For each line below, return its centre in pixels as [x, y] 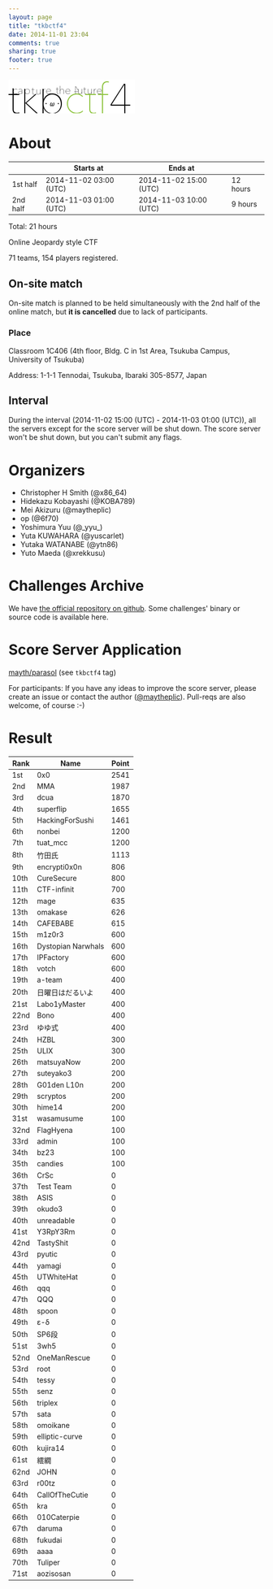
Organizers [47, 470]
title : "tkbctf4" [38, 26]
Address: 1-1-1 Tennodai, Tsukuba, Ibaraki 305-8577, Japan [108, 375]
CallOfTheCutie [63, 1495]
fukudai [50, 1539]
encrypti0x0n [60, 866]
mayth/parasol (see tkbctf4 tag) [62, 673]
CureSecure [57, 879]
